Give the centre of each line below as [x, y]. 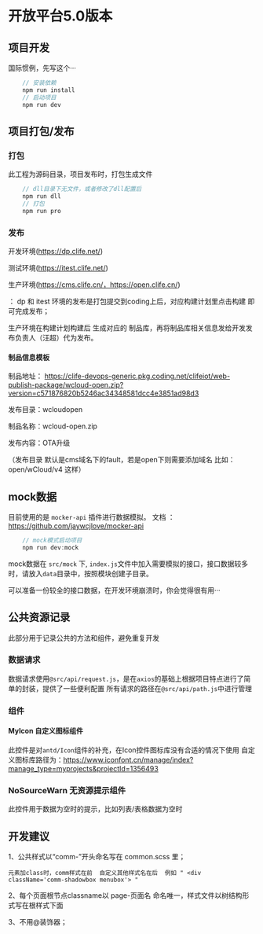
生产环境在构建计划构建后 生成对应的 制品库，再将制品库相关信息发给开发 [127, 328]
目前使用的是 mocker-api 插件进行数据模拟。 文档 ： [91, 517]
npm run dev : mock [51, 547]
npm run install [49, 90]
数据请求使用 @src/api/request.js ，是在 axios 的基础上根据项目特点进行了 [126, 678]
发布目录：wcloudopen [46, 410]
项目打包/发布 [41, 131]
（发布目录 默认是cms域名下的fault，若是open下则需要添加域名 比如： [122, 460]
